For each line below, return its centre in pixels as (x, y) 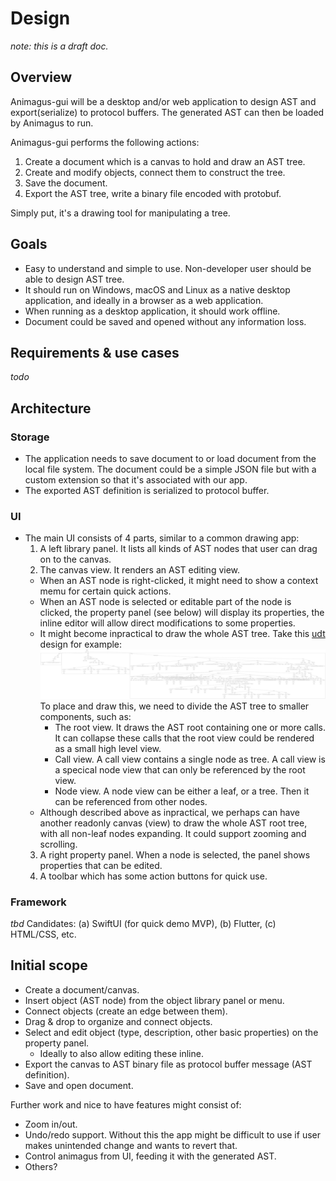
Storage (30, 437)
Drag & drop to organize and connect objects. (118, 1021)
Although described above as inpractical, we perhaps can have (169, 812)
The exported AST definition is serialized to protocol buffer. (147, 491)
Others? (41, 1166)
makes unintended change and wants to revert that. (131, 1145)
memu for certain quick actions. (105, 591)
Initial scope (49, 965)
